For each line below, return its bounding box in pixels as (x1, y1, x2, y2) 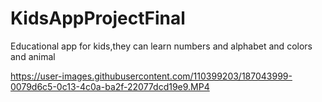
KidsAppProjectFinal (10, 7, 186, 30)
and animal (10, 50, 56, 62)
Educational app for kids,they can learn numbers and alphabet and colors (10, 40, 313, 52)
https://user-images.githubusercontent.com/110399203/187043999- (10, 70, 293, 82)
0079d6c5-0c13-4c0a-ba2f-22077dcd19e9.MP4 (10, 80, 210, 92)
